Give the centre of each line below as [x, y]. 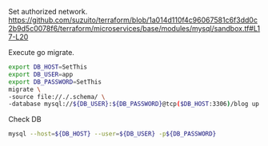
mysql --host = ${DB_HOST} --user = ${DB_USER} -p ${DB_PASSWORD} [112, 134]
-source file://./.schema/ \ [57, 97]
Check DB [25, 120]
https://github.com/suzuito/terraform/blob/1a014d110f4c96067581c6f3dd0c [133, 20]
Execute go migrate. [41, 52]
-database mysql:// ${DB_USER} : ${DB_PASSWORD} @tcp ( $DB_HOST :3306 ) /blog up [134, 104]
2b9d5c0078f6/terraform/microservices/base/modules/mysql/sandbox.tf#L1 [134, 28]
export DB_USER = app [41, 74]
